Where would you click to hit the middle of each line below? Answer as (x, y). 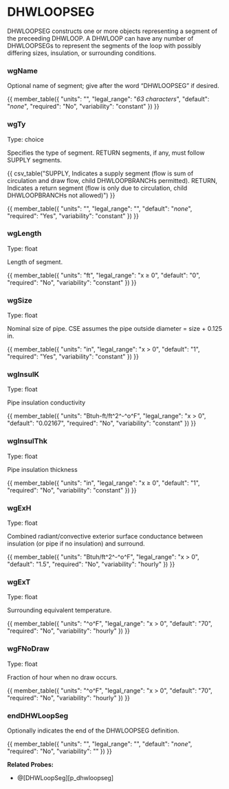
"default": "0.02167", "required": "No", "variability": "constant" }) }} (102, 423)
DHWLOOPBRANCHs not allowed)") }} (61, 195)
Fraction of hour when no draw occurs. (63, 677)
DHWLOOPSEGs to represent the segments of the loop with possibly (104, 45)
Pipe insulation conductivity (46, 402)
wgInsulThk (28, 441)
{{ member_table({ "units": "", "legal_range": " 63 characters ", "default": (108, 99)
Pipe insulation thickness (42, 469)
